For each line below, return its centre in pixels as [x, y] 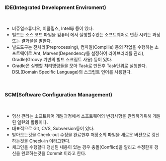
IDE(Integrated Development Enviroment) [55, 7]
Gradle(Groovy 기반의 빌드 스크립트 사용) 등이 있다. [62, 60]
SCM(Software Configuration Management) [59, 95]
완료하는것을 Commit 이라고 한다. [54, 153]
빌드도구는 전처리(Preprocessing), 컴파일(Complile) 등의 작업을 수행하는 [83, 47]
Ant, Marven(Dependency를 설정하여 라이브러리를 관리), [89, 53]
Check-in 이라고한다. [50, 141]
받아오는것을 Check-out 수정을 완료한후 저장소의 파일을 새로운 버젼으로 [81, 134]
